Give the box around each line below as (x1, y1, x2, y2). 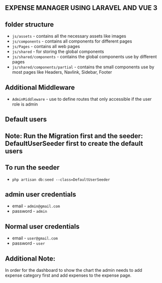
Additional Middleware (5, 83, 75, 92)
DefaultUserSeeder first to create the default (5, 139, 143, 147)
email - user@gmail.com (12, 235, 58, 241)
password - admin (12, 208, 48, 214)
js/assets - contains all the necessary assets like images (12, 33, 127, 39)
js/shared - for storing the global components (12, 48, 104, 55)
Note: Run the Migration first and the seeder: (5, 132, 143, 140)
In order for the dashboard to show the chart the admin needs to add (5, 267, 142, 273)
